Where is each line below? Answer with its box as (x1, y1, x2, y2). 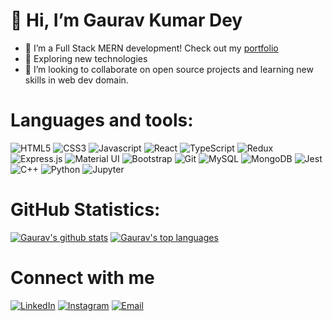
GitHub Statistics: (10, 199, 161, 221)
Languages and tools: (10, 109, 194, 132)
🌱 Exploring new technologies (24, 52, 148, 64)
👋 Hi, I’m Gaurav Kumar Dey (10, 9, 243, 32)
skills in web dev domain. (24, 74, 129, 86)
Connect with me (10, 267, 155, 289)
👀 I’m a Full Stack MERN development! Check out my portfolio (24, 42, 279, 54)
